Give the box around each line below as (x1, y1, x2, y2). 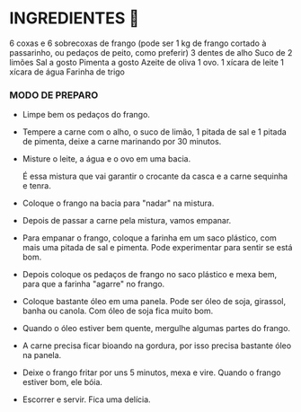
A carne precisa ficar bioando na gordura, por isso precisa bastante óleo (22, 340, 292, 351)
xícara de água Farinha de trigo (9, 66, 126, 77)
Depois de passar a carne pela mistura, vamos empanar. (22, 215, 232, 226)
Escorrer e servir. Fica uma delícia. (22, 394, 151, 405)
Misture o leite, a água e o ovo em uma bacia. (22, 153, 191, 164)
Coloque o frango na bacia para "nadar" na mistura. (22, 197, 215, 209)
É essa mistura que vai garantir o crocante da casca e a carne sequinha (22, 171, 288, 182)
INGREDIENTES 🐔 (9, 8, 140, 29)
